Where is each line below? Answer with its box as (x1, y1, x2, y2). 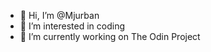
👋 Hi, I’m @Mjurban (19, 10, 100, 21)
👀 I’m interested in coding (19, 20, 126, 32)
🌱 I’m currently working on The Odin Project (19, 31, 201, 42)
